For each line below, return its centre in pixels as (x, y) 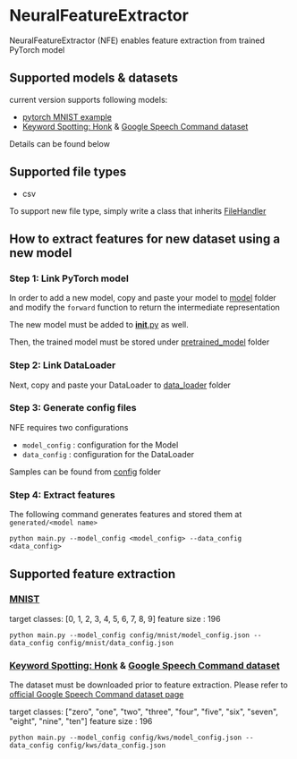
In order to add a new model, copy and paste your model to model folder (143, 298)
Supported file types (68, 172)
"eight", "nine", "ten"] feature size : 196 (81, 721)
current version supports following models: (89, 99)
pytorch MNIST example (67, 116)
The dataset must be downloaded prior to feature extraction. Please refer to (148, 685)
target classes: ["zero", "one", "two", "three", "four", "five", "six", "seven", (144, 712)
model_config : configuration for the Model (100, 445)
